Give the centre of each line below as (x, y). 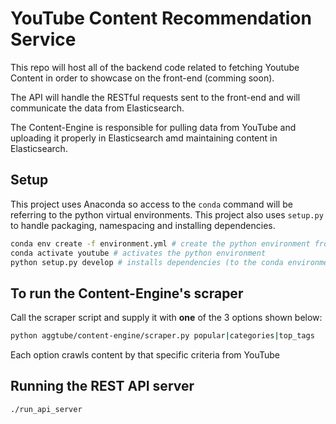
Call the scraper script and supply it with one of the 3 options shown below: (166, 318)
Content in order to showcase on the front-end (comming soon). (142, 78)
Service (43, 39)
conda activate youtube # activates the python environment (138, 253)
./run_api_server (46, 409)
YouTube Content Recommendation (161, 18)
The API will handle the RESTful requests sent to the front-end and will (155, 97)
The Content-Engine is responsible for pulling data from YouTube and (153, 127)
